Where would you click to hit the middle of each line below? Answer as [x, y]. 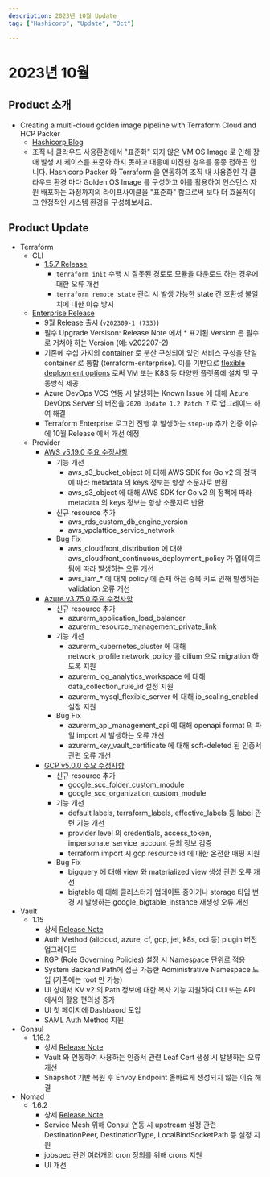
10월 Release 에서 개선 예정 [96, 434]
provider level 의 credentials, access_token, [139, 833]
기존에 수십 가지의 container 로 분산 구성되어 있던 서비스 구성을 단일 [151, 353]
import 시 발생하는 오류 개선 [120, 735]
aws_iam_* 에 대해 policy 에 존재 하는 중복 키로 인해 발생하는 [164, 579]
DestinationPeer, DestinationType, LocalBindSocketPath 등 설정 [148, 1135]
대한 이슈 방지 [93, 304]
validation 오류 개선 [99, 588]
